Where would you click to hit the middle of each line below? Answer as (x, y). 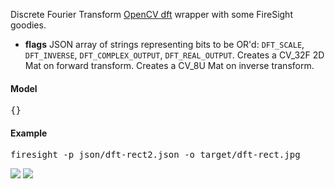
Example (29, 133)
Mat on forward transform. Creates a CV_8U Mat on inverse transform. (169, 65)
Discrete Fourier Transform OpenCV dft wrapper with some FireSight (151, 14)
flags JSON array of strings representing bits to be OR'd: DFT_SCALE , (164, 44)
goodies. (28, 25)
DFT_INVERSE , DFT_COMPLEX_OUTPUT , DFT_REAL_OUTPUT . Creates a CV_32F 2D (174, 55)
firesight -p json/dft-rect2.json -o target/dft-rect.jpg (155, 155)
